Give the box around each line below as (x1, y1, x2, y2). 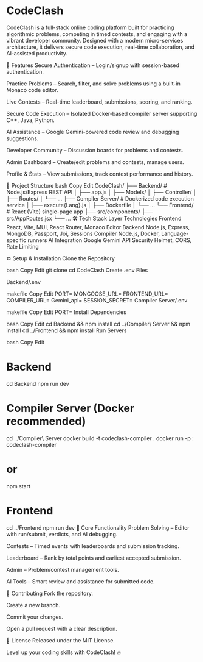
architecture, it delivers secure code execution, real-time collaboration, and (6, 43, 195, 51)
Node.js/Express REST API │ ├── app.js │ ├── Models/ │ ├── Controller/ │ (6, 188, 197, 196)
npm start (6, 482, 31, 489)
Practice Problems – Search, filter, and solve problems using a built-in (6, 80, 181, 87)
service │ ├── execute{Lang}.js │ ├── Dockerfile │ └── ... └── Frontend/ (6, 201, 194, 208)
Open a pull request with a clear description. (6, 625, 117, 632)
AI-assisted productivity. (6, 49, 68, 57)
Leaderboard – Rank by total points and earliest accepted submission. (6, 554, 181, 561)
